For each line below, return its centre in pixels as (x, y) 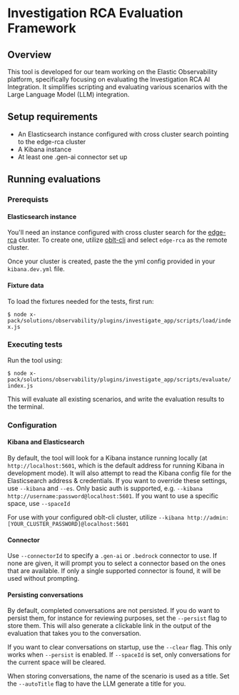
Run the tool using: (35, 360)
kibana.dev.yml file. (36, 269)
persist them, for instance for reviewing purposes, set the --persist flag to (117, 618)
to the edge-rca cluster (52, 141)
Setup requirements (53, 117)
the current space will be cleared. (57, 662)
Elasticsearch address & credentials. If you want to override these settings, (117, 480)
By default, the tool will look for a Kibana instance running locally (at (107, 457)
